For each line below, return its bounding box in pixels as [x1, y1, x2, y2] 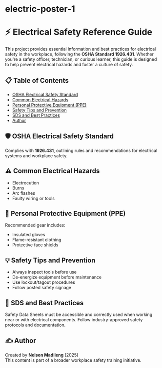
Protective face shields [12, 242, 59, 248]
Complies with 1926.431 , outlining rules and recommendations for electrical [5, 147, 158, 153]
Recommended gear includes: [5, 222, 66, 228]
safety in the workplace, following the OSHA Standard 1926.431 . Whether [5, 51, 154, 57]
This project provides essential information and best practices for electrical [5, 46, 156, 52]
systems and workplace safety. [5, 152, 68, 159]
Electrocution [12, 180, 39, 185]
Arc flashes [12, 190, 36, 196]
